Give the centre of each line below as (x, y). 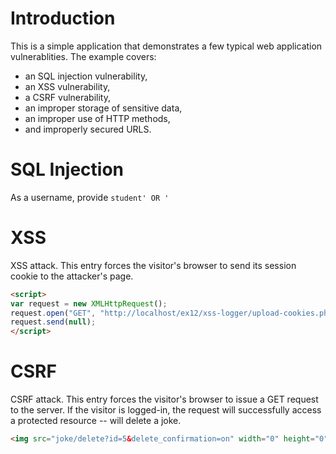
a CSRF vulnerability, (68, 97)
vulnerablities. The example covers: (83, 56)
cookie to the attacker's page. (72, 276)
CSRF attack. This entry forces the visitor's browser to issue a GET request (164, 399)
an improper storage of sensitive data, (103, 108)
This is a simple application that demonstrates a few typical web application (166, 46)
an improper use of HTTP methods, (97, 118)
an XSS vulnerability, (67, 86)
